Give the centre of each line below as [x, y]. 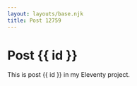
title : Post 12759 [34, 20]
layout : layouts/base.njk [45, 14]
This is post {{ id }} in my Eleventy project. [69, 75]
